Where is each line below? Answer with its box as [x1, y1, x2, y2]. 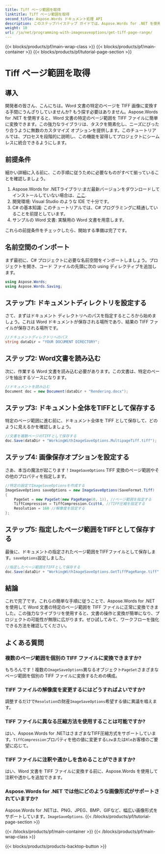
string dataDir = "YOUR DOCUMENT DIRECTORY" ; [5, 339, 100, 345]
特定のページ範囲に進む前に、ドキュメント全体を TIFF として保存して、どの [5, 418, 158, 424]
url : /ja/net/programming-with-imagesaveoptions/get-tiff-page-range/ [5, 30, 153, 35]
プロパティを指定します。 [18, 473, 69, 479]
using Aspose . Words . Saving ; [5, 284, 63, 289]
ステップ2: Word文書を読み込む [5, 354, 101, 362]
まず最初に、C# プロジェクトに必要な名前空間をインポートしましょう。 [5, 257, 150, 263]
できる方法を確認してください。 [5, 623, 70, 628]
